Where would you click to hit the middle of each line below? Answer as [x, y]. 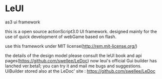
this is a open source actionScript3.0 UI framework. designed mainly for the [81, 31]
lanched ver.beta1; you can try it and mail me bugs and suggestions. [73, 66]
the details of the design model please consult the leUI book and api [73, 55]
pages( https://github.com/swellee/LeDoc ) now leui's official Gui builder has [81, 60]
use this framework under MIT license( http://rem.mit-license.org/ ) [71, 46]
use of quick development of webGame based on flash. [61, 37]
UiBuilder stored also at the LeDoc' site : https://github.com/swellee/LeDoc [80, 71]
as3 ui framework [23, 22]
